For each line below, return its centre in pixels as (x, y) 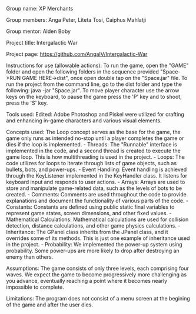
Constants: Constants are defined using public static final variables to (90, 207)
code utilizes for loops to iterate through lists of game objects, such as (92, 163)
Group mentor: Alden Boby (39, 31)
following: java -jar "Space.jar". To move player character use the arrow (93, 90)
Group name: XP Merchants (40, 9)
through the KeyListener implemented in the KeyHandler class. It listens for (97, 176)
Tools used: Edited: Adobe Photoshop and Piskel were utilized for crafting (95, 114)
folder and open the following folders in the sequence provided (82, 72)
